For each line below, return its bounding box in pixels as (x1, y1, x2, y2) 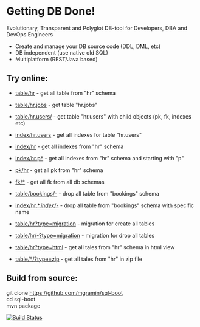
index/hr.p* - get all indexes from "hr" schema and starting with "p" (15, 154, 184, 162)
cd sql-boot (6, 295, 36, 303)
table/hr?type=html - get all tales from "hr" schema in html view (15, 243, 175, 250)
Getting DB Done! (6, 4, 95, 18)
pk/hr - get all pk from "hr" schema (15, 166, 103, 174)
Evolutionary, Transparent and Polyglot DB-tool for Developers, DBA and (6, 24, 187, 32)
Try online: (6, 73, 49, 83)
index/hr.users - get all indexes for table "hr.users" (15, 131, 142, 138)
